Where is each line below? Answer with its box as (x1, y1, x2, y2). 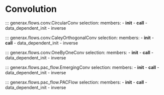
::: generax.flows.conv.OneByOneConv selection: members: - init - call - (5, 49, 154, 55)
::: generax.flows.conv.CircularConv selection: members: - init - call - (5, 20, 148, 26)
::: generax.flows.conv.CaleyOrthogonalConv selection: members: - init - (5, 35, 154, 41)
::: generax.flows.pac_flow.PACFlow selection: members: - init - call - (5, 79, 148, 85)
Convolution (5, 3, 57, 15)
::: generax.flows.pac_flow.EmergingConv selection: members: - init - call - (5, 64, 160, 70)
